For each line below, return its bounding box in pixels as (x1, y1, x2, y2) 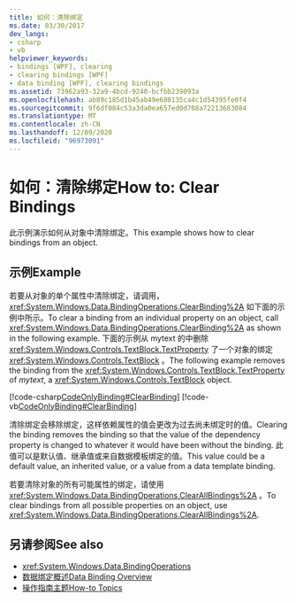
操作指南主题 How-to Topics (21, 583, 123, 593)
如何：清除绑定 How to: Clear (9, 177, 220, 197)
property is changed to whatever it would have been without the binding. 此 (9, 439, 285, 450)
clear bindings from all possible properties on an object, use (9, 499, 228, 510)
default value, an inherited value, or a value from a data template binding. (9, 460, 276, 471)
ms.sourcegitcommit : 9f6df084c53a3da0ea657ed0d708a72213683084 (9, 104, 247, 112)
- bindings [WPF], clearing (9, 63, 113, 72)
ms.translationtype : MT (9, 112, 97, 120)
